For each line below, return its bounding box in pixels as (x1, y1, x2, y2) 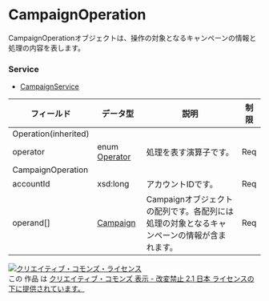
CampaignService (19, 82, 80, 91)
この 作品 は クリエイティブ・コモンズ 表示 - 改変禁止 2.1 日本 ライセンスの (8, 274, 255, 283)
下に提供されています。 (8, 284, 86, 294)
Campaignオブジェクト (146, 194, 234, 205)
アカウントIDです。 (146, 179, 218, 190)
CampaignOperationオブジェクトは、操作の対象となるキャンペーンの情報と (8, 33, 257, 42)
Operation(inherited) (12, 128, 90, 139)
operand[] (12, 218, 50, 229)
